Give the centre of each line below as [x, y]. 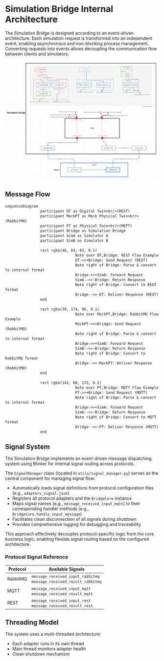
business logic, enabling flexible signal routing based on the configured [77, 539]
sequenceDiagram [22, 206]
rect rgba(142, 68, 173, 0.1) [71, 383]
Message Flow [28, 194]
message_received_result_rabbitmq [67, 582]
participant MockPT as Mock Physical [79, 216]
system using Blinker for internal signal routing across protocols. [70, 464]
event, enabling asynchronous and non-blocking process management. [77, 43]
